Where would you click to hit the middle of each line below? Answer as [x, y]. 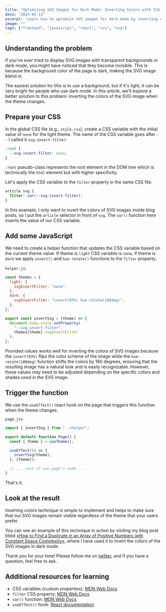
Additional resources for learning [57, 577]
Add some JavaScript [39, 236]
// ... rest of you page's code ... [47, 469]
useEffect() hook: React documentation [53, 604]
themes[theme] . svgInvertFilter [46, 332]
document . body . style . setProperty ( [45, 323]
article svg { [20, 191]
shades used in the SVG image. [37, 377]
